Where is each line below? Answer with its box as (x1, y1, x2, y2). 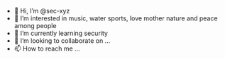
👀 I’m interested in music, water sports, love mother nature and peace (13, 14, 218, 22)
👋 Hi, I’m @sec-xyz (13, 7, 70, 15)
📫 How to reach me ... (13, 44, 80, 53)
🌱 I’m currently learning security (13, 29, 109, 37)
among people (13, 22, 57, 29)
